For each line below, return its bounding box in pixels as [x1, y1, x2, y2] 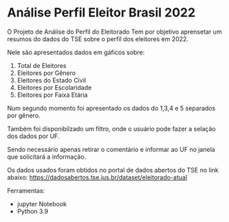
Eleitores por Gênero [17, 69, 76, 77]
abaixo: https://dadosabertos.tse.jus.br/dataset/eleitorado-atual [7, 173, 188, 181]
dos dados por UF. [7, 132, 60, 140]
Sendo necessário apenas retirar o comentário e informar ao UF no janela [7, 145, 215, 153]
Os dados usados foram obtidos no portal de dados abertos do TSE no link [7, 166, 219, 174]
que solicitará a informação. [7, 153, 87, 161]
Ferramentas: [7, 186, 45, 195]
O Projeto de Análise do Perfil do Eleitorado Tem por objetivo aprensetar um [7, 27, 222, 36]
